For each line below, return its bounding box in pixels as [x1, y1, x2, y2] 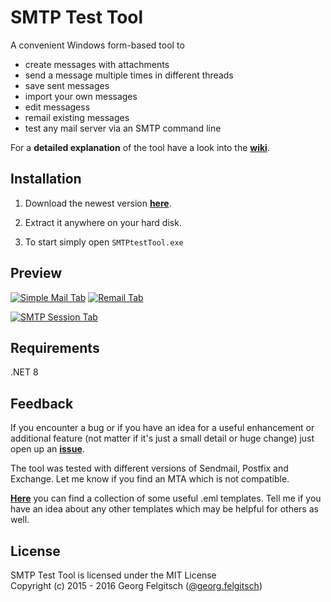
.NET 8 [10, 366, 39, 378]
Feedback [10, 395, 74, 412]
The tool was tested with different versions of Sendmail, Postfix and [10, 462, 289, 475]
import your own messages [24, 90, 138, 102]
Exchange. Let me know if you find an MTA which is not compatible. [10, 473, 290, 485]
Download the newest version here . [24, 197, 172, 209]
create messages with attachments [24, 58, 170, 70]
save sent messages [24, 79, 110, 91]
